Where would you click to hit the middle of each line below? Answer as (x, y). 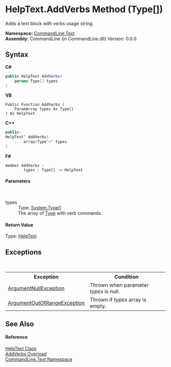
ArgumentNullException (36, 288)
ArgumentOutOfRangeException (46, 303)
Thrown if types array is (118, 300)
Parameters (18, 181)
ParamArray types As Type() (44, 109)
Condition (126, 277)
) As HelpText (20, 114)
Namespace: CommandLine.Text (40, 33)
